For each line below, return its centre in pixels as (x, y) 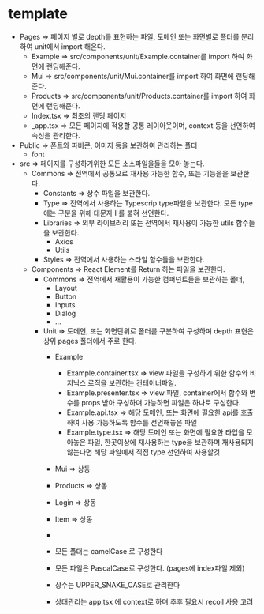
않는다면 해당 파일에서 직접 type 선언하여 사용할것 (143, 452)
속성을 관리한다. (56, 135)
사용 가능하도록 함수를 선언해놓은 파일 (139, 422)
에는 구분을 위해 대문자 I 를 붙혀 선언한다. (106, 213)
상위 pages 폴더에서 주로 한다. (90, 341)
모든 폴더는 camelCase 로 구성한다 (109, 551)
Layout (66, 288)
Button (66, 296)
